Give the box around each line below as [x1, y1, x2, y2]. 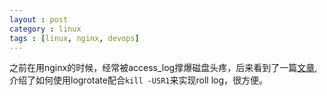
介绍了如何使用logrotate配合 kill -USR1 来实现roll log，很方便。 [9, 74, 269, 86]
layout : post [9, 14, 69, 25]
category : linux [9, 24, 82, 34]
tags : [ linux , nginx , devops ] [9, 33, 140, 43]
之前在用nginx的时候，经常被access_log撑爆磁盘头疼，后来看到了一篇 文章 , [9, 62, 318, 74]
